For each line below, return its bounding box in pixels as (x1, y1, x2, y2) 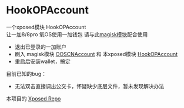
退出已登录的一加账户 (14, 43, 66, 50)
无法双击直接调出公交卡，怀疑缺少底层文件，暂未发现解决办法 (14, 82, 165, 89)
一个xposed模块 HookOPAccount (6, 23, 86, 30)
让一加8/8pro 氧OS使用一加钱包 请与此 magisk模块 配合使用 (6, 30, 148, 38)
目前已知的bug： (6, 70, 47, 77)
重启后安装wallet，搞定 (14, 58, 71, 65)
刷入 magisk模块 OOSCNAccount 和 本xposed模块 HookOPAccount (14, 50, 178, 57)
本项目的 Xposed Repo (6, 95, 61, 102)
